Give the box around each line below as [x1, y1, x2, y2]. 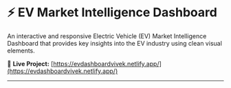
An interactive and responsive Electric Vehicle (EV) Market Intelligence [7, 31, 207, 40]
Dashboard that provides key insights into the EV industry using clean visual [7, 39, 222, 47]
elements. [7, 46, 36, 55]
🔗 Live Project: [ [7, 59, 54, 68]
